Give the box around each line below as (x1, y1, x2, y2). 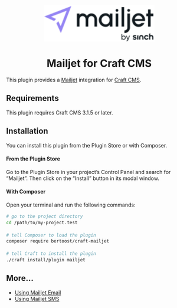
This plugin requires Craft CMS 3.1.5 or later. (6, 109, 113, 116)
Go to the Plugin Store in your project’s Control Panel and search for (6, 168, 171, 175)
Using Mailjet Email (14, 289, 61, 296)
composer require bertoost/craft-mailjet (6, 238, 110, 244)
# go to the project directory (6, 213, 83, 219)
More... (6, 273, 34, 283)
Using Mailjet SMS (14, 295, 60, 302)
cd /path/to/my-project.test (6, 219, 78, 225)
